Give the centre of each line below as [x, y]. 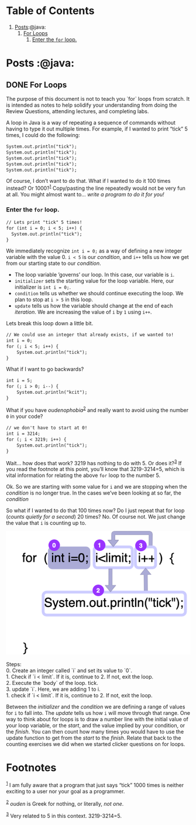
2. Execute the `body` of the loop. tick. [52, 683]
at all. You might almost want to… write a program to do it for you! [85, 194]
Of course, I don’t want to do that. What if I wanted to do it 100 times [88, 180]
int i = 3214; [23, 434]
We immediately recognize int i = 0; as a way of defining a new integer [94, 251]
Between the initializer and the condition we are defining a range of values [96, 707]
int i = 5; [19, 380]
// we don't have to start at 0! [47, 428]
